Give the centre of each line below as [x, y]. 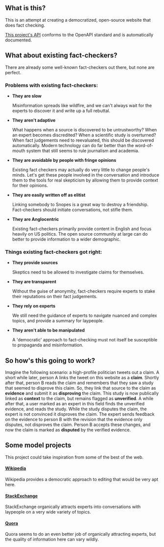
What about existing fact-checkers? [61, 55]
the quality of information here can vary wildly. [52, 539]
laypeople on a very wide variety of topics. [48, 512]
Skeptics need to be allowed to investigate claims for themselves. [78, 272]
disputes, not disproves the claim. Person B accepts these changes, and [78, 425]
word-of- [144, 145]
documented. [19, 40]
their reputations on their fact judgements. [55, 297]
